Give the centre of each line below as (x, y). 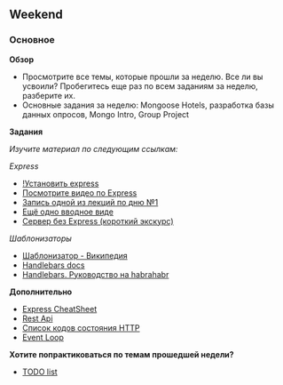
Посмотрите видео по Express (79, 192)
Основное (32, 40)
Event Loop (43, 337)
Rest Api (37, 318)
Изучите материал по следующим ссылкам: (94, 148)
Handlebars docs (53, 265)
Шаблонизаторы (41, 238)
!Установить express (60, 183)
